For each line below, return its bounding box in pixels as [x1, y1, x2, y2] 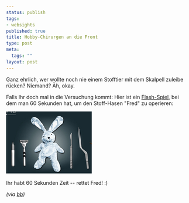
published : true [6, 28, 46, 34]
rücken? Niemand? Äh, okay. [6, 82, 75, 89]
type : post [6, 40, 33, 46]
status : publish [6, 9, 46, 15]
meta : [6, 47, 19, 53]
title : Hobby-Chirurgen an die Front [6, 34, 98, 40]
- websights [6, 22, 35, 28]
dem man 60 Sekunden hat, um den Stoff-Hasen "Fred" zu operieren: [6, 100, 174, 107]
